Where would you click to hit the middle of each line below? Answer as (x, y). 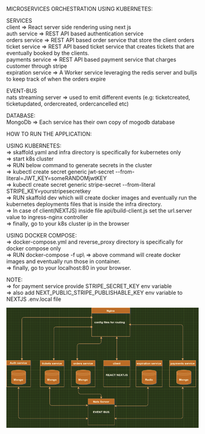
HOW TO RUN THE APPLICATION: (49, 134)
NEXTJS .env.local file (34, 299)
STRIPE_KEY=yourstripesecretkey (49, 191)
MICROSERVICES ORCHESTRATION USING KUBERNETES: (80, 9)
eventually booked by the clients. (48, 53)
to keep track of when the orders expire (56, 79)
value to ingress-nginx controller (47, 217)
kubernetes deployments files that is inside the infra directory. (84, 204)
